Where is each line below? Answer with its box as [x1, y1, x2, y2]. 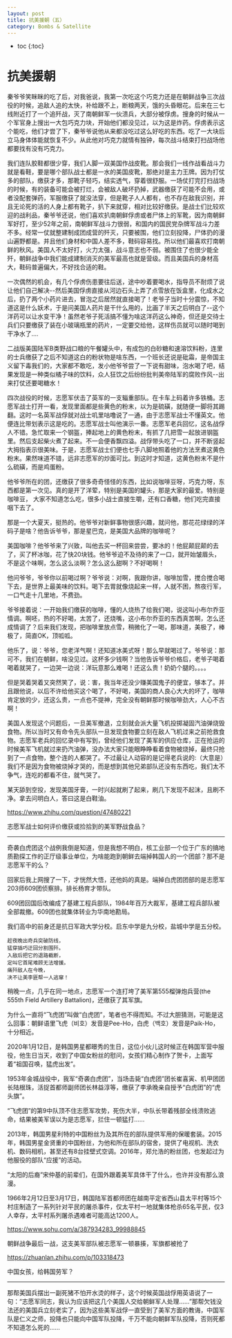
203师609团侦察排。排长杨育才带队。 [7, 884, 115, 893]
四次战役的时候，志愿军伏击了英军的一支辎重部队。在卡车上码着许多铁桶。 [7, 394, 219, 402]
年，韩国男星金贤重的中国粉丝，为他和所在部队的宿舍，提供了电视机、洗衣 [7, 1139, 219, 1147]
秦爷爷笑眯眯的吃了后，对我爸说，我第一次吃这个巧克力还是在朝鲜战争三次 [7, 93, 219, 101]
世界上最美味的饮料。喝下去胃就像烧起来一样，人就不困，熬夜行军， [30, 582, 225, 590]
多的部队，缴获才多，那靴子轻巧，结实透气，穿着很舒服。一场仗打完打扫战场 [7, 177, 225, 185]
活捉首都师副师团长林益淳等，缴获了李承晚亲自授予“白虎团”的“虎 [37, 1083, 221, 1092]
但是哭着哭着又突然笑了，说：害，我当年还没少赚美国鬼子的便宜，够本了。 [7, 678, 219, 687]
